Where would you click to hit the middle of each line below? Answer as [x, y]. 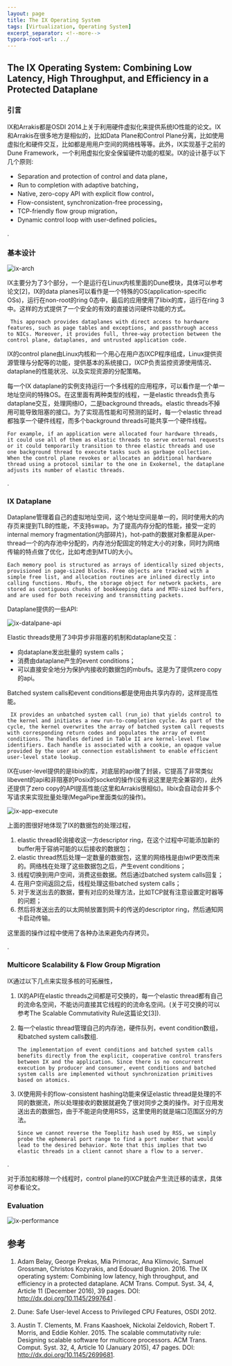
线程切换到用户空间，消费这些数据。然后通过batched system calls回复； [120, 875]
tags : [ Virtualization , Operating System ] [69, 26]
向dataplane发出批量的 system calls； [71, 652]
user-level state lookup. [44, 758]
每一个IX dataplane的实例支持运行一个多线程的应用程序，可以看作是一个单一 [116, 386]
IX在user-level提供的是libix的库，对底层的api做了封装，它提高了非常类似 [110, 771]
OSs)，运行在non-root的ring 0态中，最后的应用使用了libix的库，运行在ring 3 [116, 300]
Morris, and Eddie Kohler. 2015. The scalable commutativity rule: [109, 1332]
